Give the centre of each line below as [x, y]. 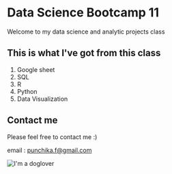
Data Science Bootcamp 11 [83, 13]
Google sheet [36, 69]
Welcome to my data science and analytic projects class [86, 32]
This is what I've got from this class [84, 53]
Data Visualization [42, 99]
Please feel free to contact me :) [52, 137]
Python [27, 91]
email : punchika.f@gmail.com [49, 150]
